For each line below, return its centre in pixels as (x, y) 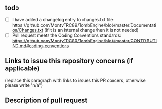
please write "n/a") (24, 85)
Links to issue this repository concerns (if (69, 61)
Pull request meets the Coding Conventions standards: (66, 35)
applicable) (22, 69)
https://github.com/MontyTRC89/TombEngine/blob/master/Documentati (84, 25)
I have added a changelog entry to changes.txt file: (63, 19)
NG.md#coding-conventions (40, 46)
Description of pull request (46, 101)
